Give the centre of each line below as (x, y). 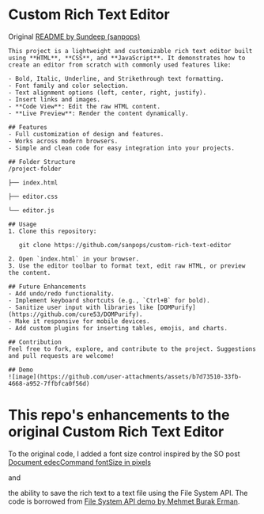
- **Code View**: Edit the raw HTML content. (84, 106)
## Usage (23, 224)
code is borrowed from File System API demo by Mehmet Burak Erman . (124, 501)
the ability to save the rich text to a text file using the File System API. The (128, 493)
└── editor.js (32, 210)
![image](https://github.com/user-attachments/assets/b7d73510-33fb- (125, 377)
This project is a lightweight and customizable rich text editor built (130, 51)
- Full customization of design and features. (86, 134)
